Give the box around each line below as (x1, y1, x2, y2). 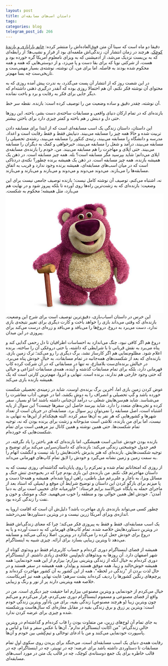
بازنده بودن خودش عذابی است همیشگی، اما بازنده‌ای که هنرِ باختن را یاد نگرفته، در (5, 439, 158, 445)
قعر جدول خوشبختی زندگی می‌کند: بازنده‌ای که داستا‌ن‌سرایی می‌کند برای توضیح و (5, 444, 156, 450)
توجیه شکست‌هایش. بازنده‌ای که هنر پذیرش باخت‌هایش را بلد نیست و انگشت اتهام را (5, 449, 162, 455)
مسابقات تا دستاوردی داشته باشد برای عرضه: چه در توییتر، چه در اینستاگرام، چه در (5, 645, 158, 651)
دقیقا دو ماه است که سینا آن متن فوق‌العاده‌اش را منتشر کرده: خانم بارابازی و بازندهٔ (5, 44, 160, 50)
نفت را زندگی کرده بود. (5, 496, 49, 502)
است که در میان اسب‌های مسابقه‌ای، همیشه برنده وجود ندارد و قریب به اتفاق (5, 162, 148, 168)
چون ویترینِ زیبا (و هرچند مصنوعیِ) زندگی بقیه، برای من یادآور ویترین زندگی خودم (5, 599, 156, 605)
